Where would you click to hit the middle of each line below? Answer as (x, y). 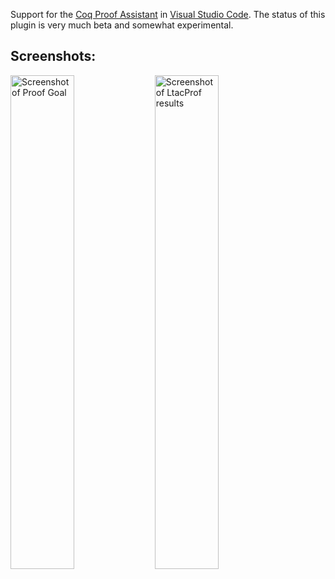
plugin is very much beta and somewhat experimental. (122, 25)
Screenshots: (53, 56)
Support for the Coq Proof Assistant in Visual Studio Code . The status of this (168, 14)
